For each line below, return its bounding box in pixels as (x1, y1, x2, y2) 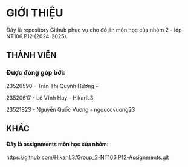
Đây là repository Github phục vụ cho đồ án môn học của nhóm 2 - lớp (6, 26, 183, 33)
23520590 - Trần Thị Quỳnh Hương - (6, 82, 99, 89)
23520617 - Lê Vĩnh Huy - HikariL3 (6, 94, 94, 101)
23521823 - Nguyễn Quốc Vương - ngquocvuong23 (6, 106, 135, 113)
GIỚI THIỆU (6, 6, 63, 20)
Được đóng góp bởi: (6, 69, 65, 77)
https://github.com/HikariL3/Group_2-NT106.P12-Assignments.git (6, 154, 169, 161)
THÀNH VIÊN (6, 50, 57, 61)
